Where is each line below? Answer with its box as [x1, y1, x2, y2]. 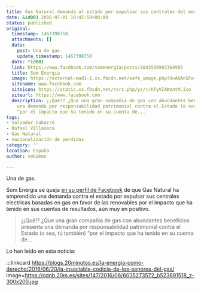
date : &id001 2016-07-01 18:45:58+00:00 [6, 14, 109, 20]
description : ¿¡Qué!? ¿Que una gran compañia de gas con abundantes [11, 97, 186, 103]
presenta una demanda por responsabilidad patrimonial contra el [20, 223, 181, 231]
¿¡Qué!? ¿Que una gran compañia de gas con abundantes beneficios [20, 217, 190, 224]
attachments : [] [11, 36, 52, 42]
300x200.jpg [6, 278, 38, 286]
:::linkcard [6, 259, 31, 267]
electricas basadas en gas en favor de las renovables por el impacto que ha [6, 199, 193, 206]
